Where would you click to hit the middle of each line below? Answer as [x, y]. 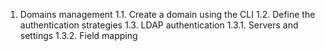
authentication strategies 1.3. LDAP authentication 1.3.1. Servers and [159, 25]
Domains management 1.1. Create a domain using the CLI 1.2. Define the [167, 14]
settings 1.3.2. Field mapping [78, 35]
